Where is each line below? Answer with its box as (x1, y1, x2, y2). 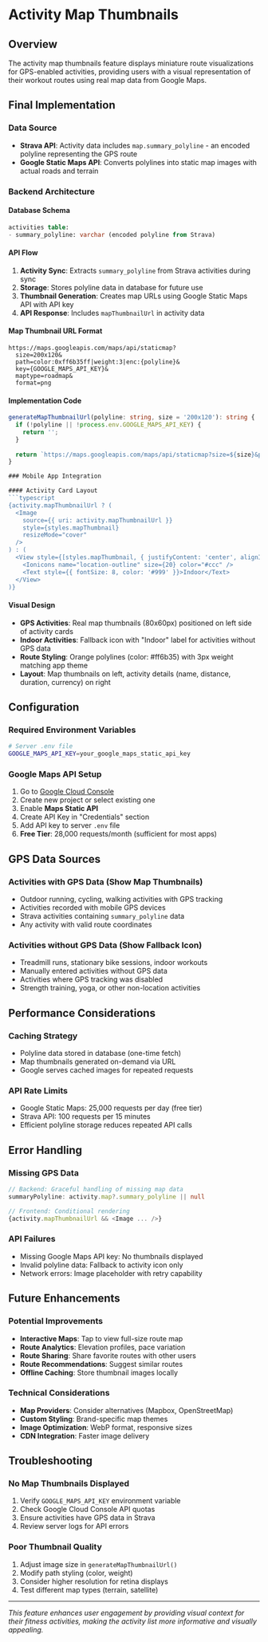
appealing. (8, 1624, 44, 1634)
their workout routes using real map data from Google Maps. (8, 76, 207, 85)
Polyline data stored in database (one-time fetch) (19, 1049, 182, 1058)
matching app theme (19, 660, 89, 670)
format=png (15, 379, 52, 387)
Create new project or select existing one (19, 795, 156, 805)
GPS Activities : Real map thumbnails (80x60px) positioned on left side (19, 618, 253, 628)
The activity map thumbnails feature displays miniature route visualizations (8, 58, 254, 68)
